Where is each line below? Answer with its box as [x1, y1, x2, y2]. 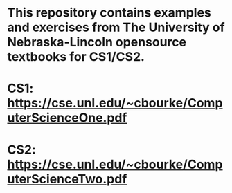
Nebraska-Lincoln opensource [7, 35, 187, 50]
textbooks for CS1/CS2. [7, 49, 145, 65]
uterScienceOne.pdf [7, 110, 127, 126]
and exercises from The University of [7, 19, 225, 35]
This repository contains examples [7, 5, 211, 21]
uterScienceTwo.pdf [7, 171, 127, 187]
